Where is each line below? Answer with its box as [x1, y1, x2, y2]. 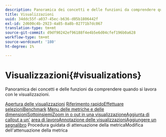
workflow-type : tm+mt [5, 35, 50, 40]
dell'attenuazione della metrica [5, 127, 68, 133]
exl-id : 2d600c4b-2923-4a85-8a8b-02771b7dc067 [5, 21, 103, 26]
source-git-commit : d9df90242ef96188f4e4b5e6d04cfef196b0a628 [5, 30, 136, 35]
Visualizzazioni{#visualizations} [5, 70, 142, 81]
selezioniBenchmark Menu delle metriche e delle [5, 106, 105, 112]
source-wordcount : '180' [5, 40, 56, 45]
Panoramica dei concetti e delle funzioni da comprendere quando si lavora [5, 86, 157, 92]
